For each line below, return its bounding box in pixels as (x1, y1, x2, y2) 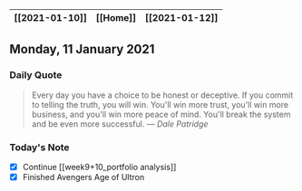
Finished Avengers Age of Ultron (22, 172, 145, 183)
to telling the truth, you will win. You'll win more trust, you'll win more (31, 99, 288, 110)
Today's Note (9, 140, 70, 153)
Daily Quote (9, 69, 63, 81)
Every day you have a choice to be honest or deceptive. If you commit (31, 90, 294, 100)
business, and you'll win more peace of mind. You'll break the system (31, 109, 291, 119)
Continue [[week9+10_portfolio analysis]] (22, 161, 177, 172)
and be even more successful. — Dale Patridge (31, 118, 209, 129)
